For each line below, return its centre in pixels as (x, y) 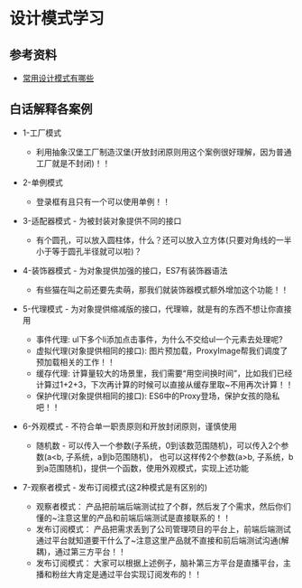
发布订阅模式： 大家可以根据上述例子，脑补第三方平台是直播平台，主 (163, 563)
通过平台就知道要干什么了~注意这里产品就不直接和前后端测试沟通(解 (162, 540)
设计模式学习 (57, 19)
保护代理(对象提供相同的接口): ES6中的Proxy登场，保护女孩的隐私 (158, 396)
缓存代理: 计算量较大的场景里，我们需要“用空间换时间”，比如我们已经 (164, 373)
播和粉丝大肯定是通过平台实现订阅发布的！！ (119, 574)
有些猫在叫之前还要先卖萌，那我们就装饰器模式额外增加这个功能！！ (162, 289)
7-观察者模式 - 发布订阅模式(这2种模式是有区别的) (115, 487)
